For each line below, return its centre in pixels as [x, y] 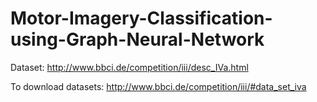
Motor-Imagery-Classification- [141, 18]
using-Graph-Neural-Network [137, 39]
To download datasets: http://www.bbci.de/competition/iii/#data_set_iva [158, 86]
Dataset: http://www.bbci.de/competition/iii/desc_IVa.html [129, 67]
